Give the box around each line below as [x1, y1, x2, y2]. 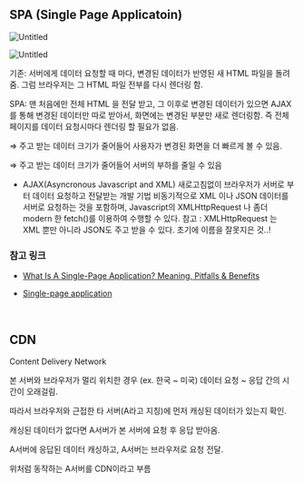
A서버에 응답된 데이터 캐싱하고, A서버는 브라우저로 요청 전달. [9, 444, 224, 455]
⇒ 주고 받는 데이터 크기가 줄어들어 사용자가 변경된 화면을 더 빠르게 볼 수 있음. [9, 140, 283, 151]
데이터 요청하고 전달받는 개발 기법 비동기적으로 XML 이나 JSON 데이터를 [32, 190, 289, 201]
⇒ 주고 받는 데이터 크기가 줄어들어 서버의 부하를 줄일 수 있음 [9, 159, 222, 171]
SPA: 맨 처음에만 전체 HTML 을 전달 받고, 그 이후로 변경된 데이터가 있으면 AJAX [9, 98, 292, 109]
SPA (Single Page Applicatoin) [9, 7, 183, 23]
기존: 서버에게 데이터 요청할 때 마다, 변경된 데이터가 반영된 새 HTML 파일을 [9, 67, 274, 78]
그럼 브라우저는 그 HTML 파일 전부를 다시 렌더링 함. [21, 79, 204, 90]
